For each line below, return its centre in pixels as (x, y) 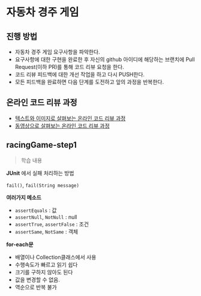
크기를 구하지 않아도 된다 (44, 272)
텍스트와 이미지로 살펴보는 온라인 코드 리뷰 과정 (70, 118)
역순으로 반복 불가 (36, 287)
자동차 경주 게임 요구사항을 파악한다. (57, 52)
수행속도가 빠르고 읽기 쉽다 (46, 264)
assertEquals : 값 (36, 210)
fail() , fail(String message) (43, 185)
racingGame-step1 (41, 145)
